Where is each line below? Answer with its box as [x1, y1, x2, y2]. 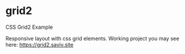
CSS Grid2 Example [5, 23, 53, 31]
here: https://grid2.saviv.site [5, 41, 74, 48]
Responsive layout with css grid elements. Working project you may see [5, 35, 180, 42]
